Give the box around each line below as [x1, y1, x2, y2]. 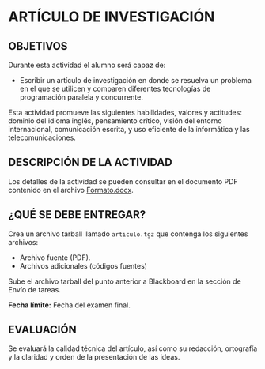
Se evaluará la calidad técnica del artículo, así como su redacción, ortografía [8, 344, 258, 353]
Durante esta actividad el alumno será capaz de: [8, 60, 166, 70]
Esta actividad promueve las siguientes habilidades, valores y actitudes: [8, 107, 243, 117]
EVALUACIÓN [8, 323, 77, 337]
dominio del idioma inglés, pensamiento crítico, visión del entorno [8, 116, 223, 126]
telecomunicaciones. [8, 133, 77, 142]
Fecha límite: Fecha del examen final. [8, 300, 131, 310]
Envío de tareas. [8, 284, 61, 294]
